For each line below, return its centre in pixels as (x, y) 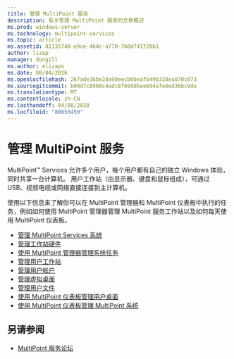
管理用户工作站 (39, 261)
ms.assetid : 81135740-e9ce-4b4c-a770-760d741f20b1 (83, 46)
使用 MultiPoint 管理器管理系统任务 (68, 252)
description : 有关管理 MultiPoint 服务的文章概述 (76, 20)
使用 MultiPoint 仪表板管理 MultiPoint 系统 (78, 305)
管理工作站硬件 (39, 244)
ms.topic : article (34, 40)
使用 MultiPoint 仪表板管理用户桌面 (68, 296)
